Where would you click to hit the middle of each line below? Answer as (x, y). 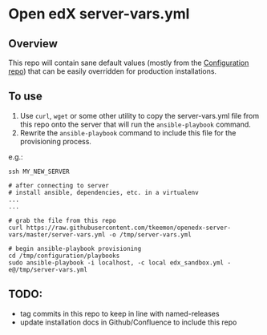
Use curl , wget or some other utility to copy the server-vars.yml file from (139, 115)
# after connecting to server (59, 185)
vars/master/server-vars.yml (57, 234)
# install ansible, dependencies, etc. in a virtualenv (103, 192)
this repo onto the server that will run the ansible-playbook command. (135, 124)
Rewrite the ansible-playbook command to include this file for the (128, 132)
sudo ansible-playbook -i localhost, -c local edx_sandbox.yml (116, 262)
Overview (33, 44)
